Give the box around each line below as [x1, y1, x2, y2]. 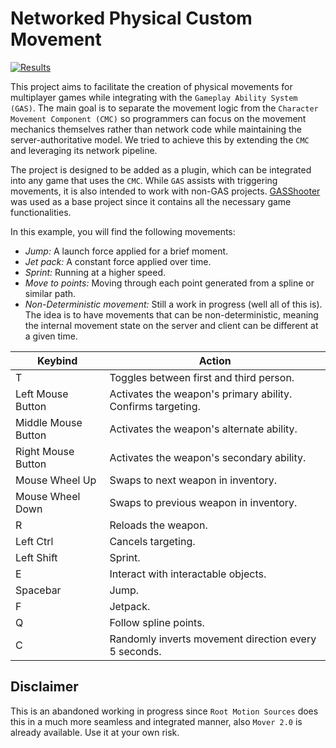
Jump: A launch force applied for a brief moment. [24, 245, 229, 257]
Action [198, 353, 232, 367]
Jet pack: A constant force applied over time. [24, 255, 212, 267]
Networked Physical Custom [10, 7, 253, 30]
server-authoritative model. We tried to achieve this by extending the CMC [10, 133, 310, 146]
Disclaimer [10, 678, 79, 696]
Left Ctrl [15, 534, 54, 548]
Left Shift [15, 550, 58, 564]
